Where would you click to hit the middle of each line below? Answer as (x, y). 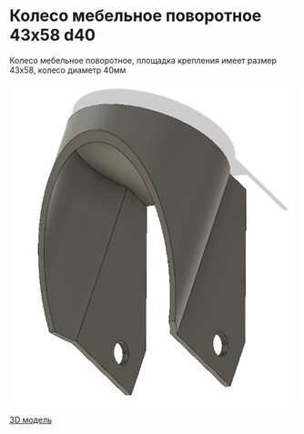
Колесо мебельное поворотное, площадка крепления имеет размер (143, 60)
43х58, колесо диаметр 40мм (68, 70)
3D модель (31, 419)
